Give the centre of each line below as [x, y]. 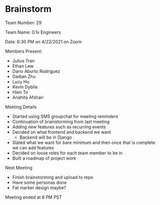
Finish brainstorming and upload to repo [53, 177]
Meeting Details [21, 107]
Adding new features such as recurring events [59, 127]
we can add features [33, 147]
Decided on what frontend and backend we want [62, 132]
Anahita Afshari [28, 97]
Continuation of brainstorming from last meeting [61, 121]
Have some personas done [40, 182]
